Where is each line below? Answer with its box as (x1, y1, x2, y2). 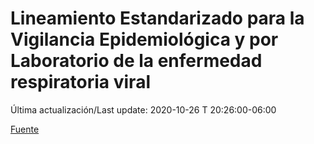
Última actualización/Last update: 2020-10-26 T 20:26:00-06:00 (10, 103, 277, 116)
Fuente (10, 123, 40, 135)
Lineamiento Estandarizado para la (10, 7, 305, 30)
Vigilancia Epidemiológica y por (10, 28, 279, 51)
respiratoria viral (10, 71, 151, 94)
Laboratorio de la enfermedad (10, 50, 263, 72)
